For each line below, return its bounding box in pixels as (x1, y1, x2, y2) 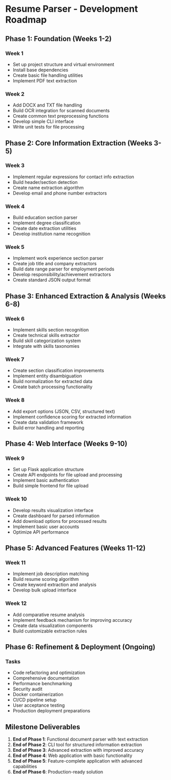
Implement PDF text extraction (12, 77, 77, 83)
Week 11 (5, 559, 26, 566)
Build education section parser (12, 215, 78, 221)
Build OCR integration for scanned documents (12, 108, 110, 114)
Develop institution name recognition (12, 231, 91, 237)
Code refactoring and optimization (12, 669, 85, 676)
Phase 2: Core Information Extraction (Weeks (5, 139, 153, 147)
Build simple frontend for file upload (12, 482, 89, 489)
